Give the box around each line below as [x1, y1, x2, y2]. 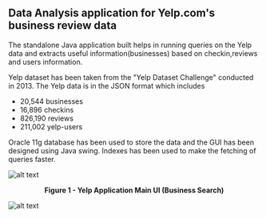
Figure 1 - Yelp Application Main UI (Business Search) [44, 185, 224, 195]
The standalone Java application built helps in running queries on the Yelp [8, 40, 252, 50]
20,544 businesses [19, 96, 84, 106]
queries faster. [8, 154, 56, 164]
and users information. [8, 57, 83, 66]
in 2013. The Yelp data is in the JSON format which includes [8, 81, 205, 90]
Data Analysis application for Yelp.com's [8, 6, 216, 20]
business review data [8, 19, 117, 33]
